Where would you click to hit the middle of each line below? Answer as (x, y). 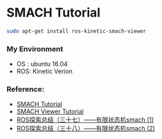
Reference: (26, 89)
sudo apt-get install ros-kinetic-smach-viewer (76, 31)
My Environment (35, 48)
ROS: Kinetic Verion (45, 71)
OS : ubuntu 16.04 (42, 64)
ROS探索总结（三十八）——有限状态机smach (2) (85, 129)
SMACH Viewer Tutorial (50, 111)
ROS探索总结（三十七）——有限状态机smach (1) (85, 120)
